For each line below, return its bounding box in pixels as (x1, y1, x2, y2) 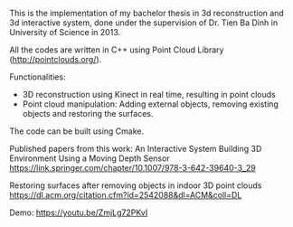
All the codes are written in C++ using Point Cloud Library (9, 44, 224, 55)
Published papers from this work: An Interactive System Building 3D (9, 144, 262, 154)
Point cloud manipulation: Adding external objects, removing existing (22, 99, 279, 109)
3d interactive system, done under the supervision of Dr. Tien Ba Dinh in (9, 17, 279, 28)
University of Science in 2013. (9, 27, 120, 37)
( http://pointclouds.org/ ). (9, 54, 102, 64)
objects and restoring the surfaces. (22, 109, 154, 118)
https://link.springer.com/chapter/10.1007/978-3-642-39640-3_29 (9, 163, 256, 173)
